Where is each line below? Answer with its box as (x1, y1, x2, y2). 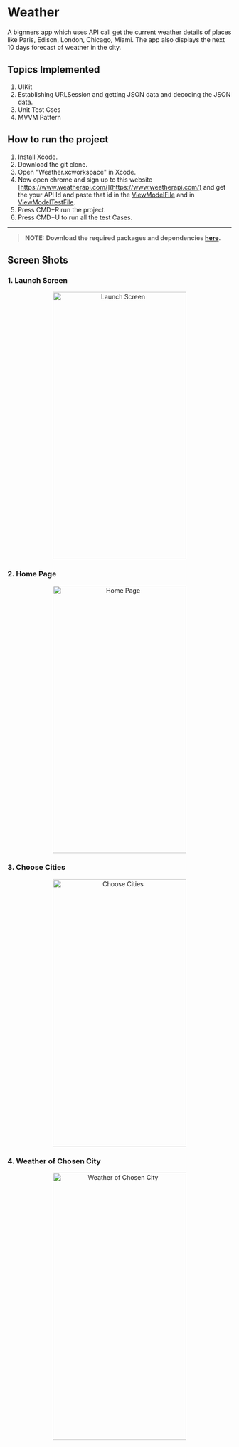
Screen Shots (7, 254, 69, 266)
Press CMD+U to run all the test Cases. (17, 213, 133, 222)
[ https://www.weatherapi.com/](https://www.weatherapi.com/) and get (17, 182, 226, 191)
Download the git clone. (17, 160, 87, 168)
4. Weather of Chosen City (7, 1156, 101, 1166)
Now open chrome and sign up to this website (17, 175, 153, 184)
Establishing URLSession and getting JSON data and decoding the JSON (17, 90, 231, 98)
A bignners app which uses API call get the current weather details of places (7, 28, 232, 36)
